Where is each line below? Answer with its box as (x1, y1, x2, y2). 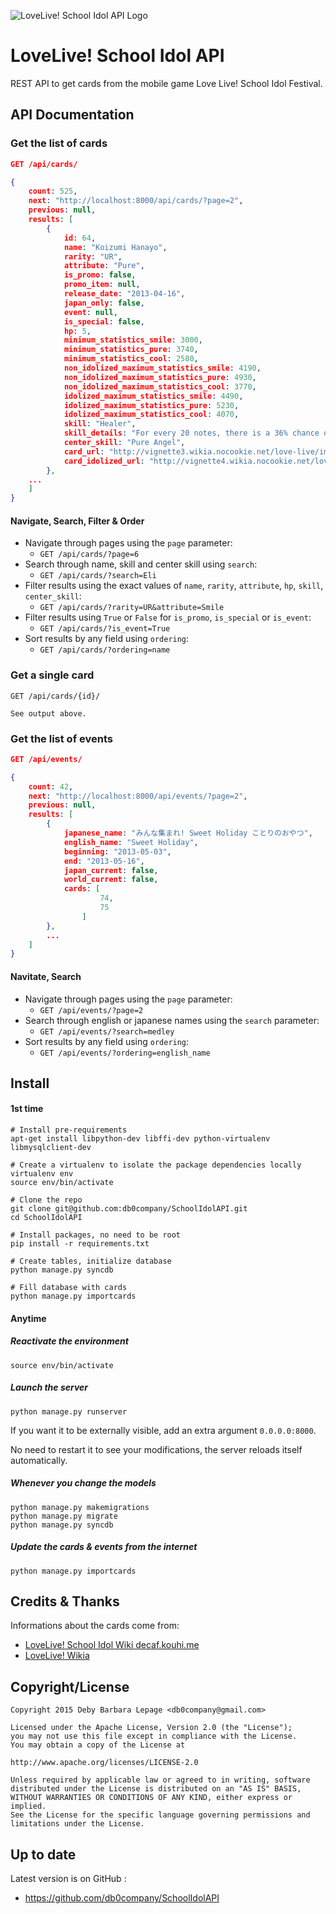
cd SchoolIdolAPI (10, 1213, 83, 1223)
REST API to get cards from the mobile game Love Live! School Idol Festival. (10, 77, 323, 89)
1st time (10, 1103, 44, 1115)
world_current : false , (63, 875, 159, 885)
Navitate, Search (10, 970, 82, 982)
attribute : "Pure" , (63, 261, 145, 271)
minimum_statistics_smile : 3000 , (63, 335, 203, 345)
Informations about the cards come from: (10, 1620, 180, 1632)
